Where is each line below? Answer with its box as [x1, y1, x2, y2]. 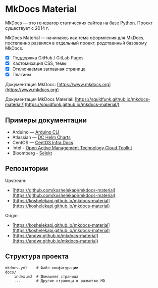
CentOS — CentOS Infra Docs [12, 140, 73, 145]
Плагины [12, 72, 31, 78]
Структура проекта [5, 252, 69, 261]
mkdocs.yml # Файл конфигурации [5, 265, 79, 270]
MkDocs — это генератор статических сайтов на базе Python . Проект [5, 20, 153, 26]
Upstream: [5, 177, 27, 184]
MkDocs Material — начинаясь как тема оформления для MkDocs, [5, 35, 145, 41]
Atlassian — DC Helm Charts [12, 135, 71, 140]
